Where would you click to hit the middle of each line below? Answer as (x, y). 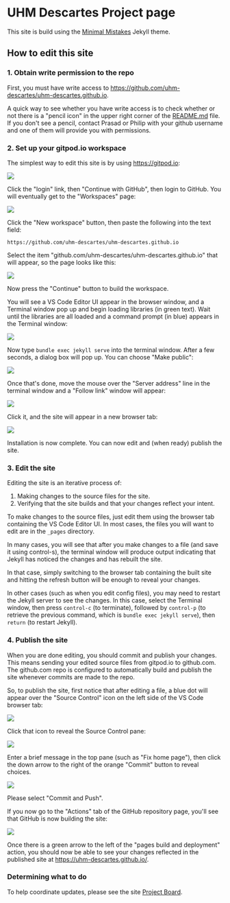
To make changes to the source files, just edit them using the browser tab (111, 517)
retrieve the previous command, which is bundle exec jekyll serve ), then (111, 615)
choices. (19, 772)
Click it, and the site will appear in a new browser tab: (82, 417)
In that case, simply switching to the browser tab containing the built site (110, 573)
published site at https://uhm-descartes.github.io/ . (78, 859)
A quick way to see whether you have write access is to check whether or (111, 108)
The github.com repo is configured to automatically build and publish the (110, 670)
